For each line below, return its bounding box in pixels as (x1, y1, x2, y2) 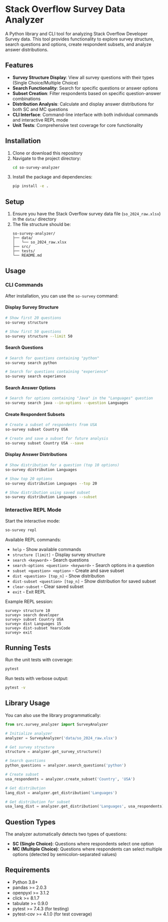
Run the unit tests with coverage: (5, 656, 73, 663)
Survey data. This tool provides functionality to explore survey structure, (5, 36, 154, 42)
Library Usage (5, 699, 50, 707)
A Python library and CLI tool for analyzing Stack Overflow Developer (5, 30, 148, 36)
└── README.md (12, 253, 42, 258)
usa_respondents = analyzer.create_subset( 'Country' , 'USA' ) (5, 776, 135, 781)
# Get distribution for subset (5, 799, 70, 804)
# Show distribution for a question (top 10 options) (5, 462, 120, 468)
